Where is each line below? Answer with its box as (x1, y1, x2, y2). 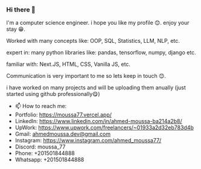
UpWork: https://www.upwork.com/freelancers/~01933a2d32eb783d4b (14, 124, 194, 132)
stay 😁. (6, 25, 26, 33)
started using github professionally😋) (6, 91, 101, 98)
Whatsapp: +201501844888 (14, 156, 85, 164)
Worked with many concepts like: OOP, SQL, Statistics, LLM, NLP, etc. (6, 37, 180, 45)
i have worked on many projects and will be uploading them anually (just (6, 84, 186, 91)
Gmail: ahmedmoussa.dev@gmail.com (14, 130, 110, 138)
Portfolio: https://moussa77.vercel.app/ (14, 111, 112, 118)
